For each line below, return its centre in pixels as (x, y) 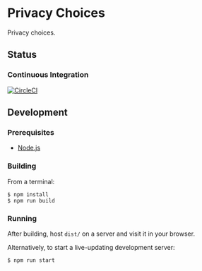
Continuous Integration (48, 75)
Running (22, 218)
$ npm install (28, 194)
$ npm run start (31, 260)
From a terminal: (31, 181)
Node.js (29, 148)
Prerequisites (31, 132)
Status (22, 55)
